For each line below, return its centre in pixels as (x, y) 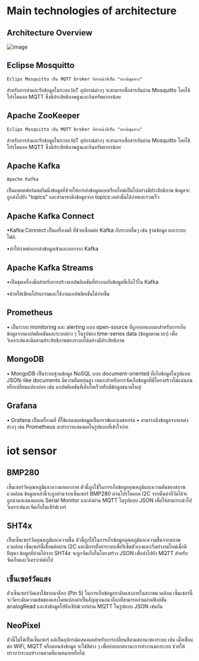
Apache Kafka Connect (50, 216)
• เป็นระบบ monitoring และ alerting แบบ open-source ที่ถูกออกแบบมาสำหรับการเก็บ (96, 327)
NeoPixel (24, 625)
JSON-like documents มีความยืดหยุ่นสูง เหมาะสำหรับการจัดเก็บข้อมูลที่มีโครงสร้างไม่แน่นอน (100, 380)
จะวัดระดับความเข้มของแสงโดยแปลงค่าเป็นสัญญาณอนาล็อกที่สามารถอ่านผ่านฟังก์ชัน (87, 600)
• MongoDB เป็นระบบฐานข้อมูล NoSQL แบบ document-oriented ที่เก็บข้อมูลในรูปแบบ (99, 373)
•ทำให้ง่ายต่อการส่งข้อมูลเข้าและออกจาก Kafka (53, 249)
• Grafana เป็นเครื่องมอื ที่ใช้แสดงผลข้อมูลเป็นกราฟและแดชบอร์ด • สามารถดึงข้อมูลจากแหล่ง (98, 420)
